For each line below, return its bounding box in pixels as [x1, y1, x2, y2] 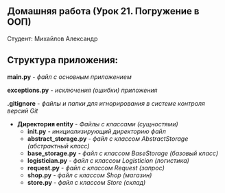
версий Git [7, 106, 38, 115]
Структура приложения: [7, 54, 119, 66]
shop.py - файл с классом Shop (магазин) [27, 171, 152, 179]
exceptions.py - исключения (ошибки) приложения [7, 86, 158, 94]
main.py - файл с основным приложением [7, 72, 132, 81]
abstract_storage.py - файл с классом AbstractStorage [27, 134, 189, 143]
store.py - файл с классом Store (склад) [27, 178, 146, 186]
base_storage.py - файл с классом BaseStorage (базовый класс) [27, 149, 219, 157]
